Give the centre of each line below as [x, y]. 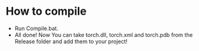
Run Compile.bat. [36, 28]
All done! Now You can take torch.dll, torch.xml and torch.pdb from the [104, 34]
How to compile [46, 11]
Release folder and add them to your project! [71, 41]
